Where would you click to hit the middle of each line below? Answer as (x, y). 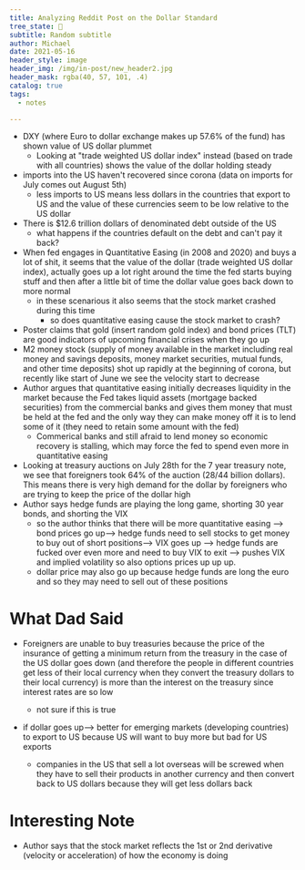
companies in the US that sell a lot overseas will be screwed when (160, 764)
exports (37, 747)
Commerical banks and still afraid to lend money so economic (152, 436)
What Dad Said (67, 618)
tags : (20, 94)
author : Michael (40, 43)
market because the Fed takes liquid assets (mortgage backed (140, 398)
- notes (32, 102)
